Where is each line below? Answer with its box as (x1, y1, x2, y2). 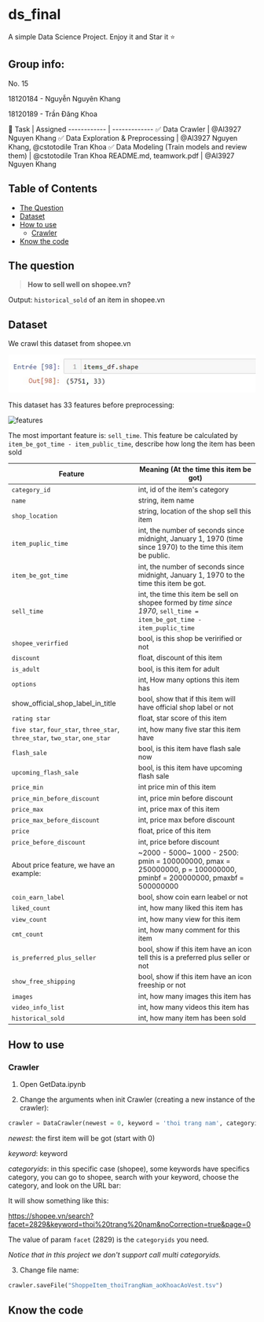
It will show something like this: (8, 1196, 109, 1206)
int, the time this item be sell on (137, 589, 239, 598)
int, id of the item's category (137, 484, 229, 494)
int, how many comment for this (137, 925, 240, 934)
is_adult (11, 665, 41, 673)
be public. (137, 551, 170, 560)
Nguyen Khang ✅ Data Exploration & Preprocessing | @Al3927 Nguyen (8, 133, 238, 142)
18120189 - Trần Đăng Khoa (8, 109, 98, 119)
